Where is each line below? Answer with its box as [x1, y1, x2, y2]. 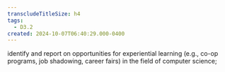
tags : [7, 17, 23, 24]
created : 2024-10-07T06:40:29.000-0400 [7, 30, 125, 37]
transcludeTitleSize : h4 [7, 10, 81, 18]
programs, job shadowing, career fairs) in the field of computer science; [7, 57, 217, 66]
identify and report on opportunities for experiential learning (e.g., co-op [7, 49, 219, 58]
